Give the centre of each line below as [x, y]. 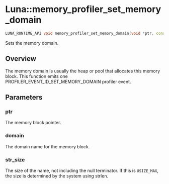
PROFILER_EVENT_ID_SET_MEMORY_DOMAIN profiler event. [68, 81]
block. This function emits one [36, 76]
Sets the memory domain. [32, 43]
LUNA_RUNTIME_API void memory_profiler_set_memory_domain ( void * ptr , [80, 33]
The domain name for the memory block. [48, 146]
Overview [21, 59]
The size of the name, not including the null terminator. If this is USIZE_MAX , [82, 170]
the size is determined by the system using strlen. [57, 176]
